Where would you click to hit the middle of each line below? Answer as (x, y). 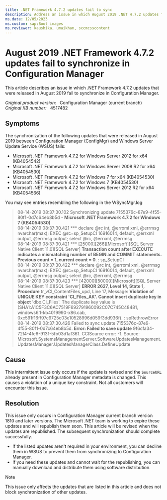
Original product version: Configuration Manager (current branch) (74, 103)
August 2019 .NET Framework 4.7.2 (80, 53)
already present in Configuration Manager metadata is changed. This (76, 377)
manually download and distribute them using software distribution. (81, 467)
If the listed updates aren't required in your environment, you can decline (87, 446)
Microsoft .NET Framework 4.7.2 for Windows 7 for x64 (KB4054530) (83, 177)
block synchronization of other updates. (46, 492)
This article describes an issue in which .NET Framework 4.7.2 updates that (82, 88)
